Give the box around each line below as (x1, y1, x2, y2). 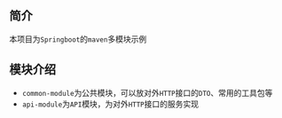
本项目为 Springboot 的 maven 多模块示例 (9, 34, 147, 44)
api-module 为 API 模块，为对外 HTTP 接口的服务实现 (21, 98, 200, 109)
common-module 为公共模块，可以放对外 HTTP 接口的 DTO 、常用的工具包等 (21, 87, 273, 98)
